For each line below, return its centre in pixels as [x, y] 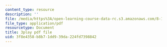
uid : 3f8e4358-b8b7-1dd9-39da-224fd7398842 [51, 37]
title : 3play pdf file [29, 32]
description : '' [22, 14]
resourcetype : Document [30, 28]
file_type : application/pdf [34, 23]
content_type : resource [30, 10]
